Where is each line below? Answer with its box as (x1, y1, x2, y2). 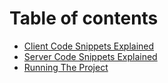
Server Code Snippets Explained (23, 50, 158, 62)
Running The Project (23, 61, 109, 73)
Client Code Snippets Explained (23, 40, 155, 52)
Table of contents (9, 7, 159, 30)
